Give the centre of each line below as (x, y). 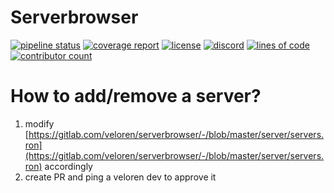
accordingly (68, 166)
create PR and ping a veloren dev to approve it (120, 177)
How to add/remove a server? (136, 96)
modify (39, 123)
